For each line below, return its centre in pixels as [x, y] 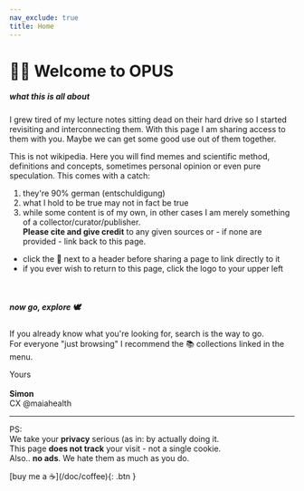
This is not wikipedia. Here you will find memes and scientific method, [140, 156]
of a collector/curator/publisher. [81, 222]
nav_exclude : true [44, 18]
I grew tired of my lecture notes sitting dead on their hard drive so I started [148, 120]
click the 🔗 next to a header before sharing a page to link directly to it [151, 258]
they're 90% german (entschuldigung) [94, 193]
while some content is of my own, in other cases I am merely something [156, 212]
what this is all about [50, 97]
